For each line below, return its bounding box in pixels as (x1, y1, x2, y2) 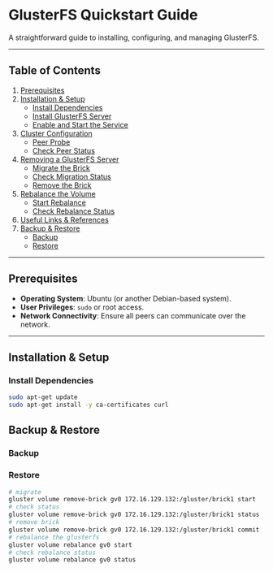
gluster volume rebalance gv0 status (8, 556, 136, 564)
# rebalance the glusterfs (8, 533, 100, 541)
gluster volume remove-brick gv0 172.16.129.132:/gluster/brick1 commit (8, 526, 260, 534)
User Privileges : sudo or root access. (19, 302, 145, 312)
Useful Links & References (19, 214, 110, 224)
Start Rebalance (32, 197, 87, 207)
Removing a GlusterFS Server (19, 154, 119, 164)
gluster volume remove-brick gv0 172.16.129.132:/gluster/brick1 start (8, 496, 256, 504)
